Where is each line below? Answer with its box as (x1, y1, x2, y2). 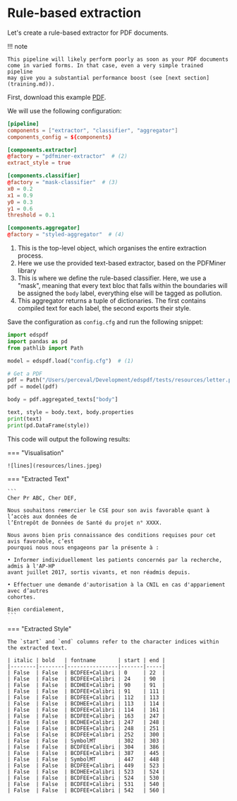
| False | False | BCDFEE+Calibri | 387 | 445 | (7, 749, 166, 756)
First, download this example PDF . (7, 93, 107, 101)
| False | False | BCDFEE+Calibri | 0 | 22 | (7, 669, 166, 676)
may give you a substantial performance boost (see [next (7, 74, 181, 81)
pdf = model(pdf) (7, 384, 59, 391)
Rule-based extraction (7, 5, 142, 21)
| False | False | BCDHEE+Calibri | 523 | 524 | (7, 768, 166, 776)
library (17, 267, 37, 275)
